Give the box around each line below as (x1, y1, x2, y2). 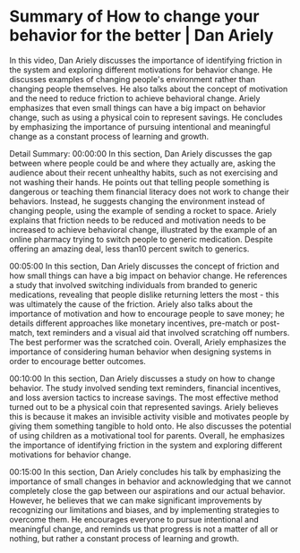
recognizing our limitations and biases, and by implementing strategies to (9, 504, 279, 515)
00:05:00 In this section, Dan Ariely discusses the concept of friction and (9, 260, 279, 271)
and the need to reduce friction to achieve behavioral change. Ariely (9, 92, 261, 104)
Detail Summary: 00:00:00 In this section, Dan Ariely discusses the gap (9, 148, 273, 158)
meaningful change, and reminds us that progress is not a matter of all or (9, 523, 279, 534)
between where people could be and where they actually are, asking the (9, 157, 276, 168)
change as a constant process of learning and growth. (9, 131, 210, 141)
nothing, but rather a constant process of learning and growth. (9, 532, 240, 543)
